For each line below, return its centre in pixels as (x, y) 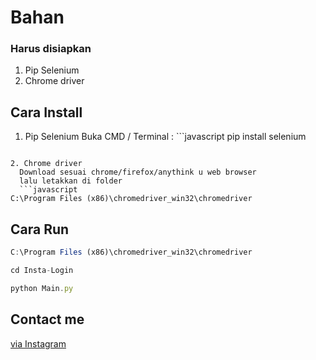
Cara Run (40, 229)
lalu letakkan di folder (71, 181)
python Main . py (42, 288)
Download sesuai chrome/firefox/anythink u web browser (138, 172)
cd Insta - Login (42, 270)
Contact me (47, 319)
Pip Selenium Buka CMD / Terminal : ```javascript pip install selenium (165, 137)
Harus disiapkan (51, 49)
